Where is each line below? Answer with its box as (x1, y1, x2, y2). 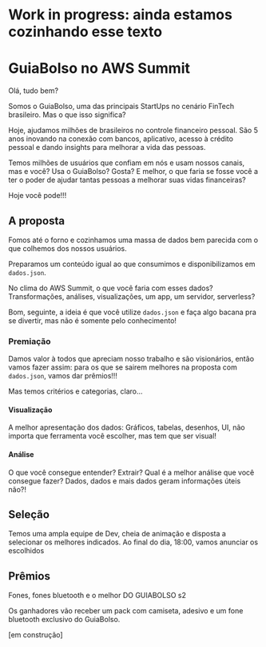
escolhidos (8, 546, 45, 556)
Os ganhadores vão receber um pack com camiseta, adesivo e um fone (8, 606, 244, 616)
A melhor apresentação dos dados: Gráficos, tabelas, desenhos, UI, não (8, 423, 245, 432)
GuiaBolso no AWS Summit (8, 59, 190, 78)
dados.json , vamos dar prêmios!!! (8, 371, 118, 381)
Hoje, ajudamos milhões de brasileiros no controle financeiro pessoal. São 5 (8, 126, 258, 135)
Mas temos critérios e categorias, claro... (8, 386, 143, 396)
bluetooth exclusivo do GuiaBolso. (8, 615, 121, 625)
